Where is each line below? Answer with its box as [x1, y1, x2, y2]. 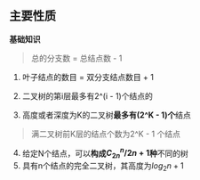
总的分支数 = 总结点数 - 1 [30, 53, 123, 63]
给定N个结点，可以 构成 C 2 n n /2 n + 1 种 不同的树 [21, 146, 189, 160]
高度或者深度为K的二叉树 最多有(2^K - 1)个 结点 [21, 110, 191, 120]
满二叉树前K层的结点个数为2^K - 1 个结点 [30, 128, 180, 139]
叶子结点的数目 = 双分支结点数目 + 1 [21, 71, 154, 82]
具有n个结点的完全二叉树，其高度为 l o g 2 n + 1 [21, 160, 184, 174]
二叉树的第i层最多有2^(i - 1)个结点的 [21, 90, 153, 101]
